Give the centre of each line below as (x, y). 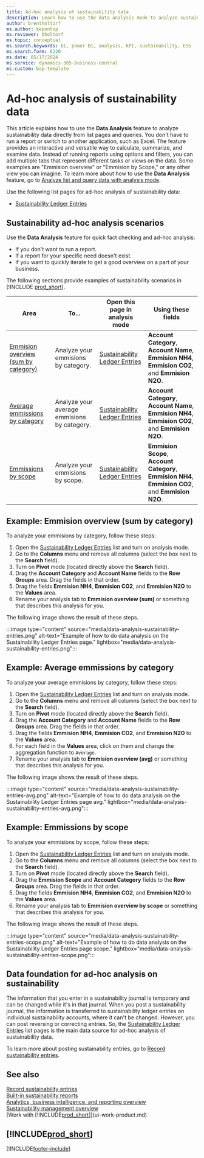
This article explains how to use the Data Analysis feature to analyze (93, 128)
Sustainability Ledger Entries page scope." (59, 948)
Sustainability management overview (53, 1109)
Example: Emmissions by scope (67, 827)
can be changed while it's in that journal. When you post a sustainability (96, 1005)
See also (23, 1074)
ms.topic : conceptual (34, 40)
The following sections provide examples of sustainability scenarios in (94, 281)
